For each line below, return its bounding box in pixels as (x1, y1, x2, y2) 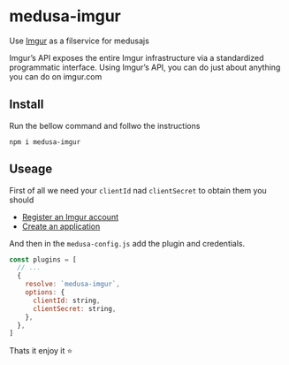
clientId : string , (32, 296, 101, 305)
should (9, 194, 34, 205)
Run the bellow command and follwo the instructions (9, 120, 201, 131)
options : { (25, 288, 65, 297)
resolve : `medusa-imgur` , (25, 280, 121, 289)
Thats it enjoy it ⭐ (9, 346, 73, 356)
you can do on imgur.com (9, 71, 103, 81)
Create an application (21, 221, 101, 232)
